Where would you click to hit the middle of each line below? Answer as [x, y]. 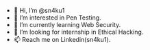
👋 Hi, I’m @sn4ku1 [39, 10]
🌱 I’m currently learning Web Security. [67, 25]
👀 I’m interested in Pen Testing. [57, 18]
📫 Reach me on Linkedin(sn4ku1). [62, 40]
